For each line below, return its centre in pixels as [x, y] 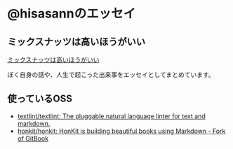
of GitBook [33, 138]
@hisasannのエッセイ [72, 14]
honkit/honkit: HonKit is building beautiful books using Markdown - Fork [121, 131]
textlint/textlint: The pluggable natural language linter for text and [111, 116]
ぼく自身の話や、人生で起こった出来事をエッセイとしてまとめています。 [111, 74]
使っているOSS [40, 99]
